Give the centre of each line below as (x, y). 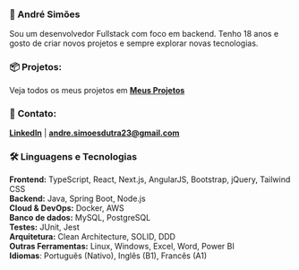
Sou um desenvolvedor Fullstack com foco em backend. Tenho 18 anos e (144, 34)
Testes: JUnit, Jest (44, 227)
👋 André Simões (45, 14)
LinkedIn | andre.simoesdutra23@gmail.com (94, 133)
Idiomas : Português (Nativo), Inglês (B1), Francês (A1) (108, 256)
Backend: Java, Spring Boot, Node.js (77, 199)
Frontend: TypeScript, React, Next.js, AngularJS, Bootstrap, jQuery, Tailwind (150, 179)
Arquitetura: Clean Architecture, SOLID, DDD (93, 237)
